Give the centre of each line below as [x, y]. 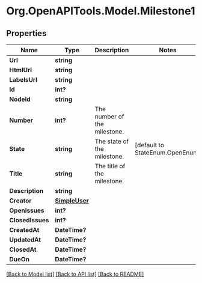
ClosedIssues [29, 220]
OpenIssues [27, 210]
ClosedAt [23, 249]
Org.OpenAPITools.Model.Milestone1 [101, 11]
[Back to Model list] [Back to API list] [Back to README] [75, 274]
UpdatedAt [25, 240]
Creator [20, 201]
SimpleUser [72, 201]
